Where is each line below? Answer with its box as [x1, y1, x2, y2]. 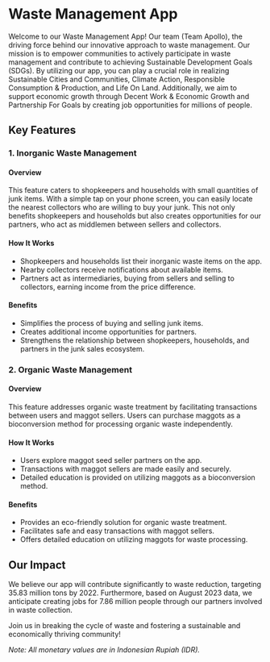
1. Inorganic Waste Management [8, 148, 137, 159]
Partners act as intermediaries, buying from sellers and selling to [19, 273, 235, 283]
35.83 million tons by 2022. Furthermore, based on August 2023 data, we [8, 588, 252, 597]
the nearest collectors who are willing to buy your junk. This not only [8, 202, 235, 212]
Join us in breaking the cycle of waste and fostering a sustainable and [8, 621, 241, 631]
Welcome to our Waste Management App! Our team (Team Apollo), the [8, 31, 243, 41]
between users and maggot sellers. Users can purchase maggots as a [8, 410, 241, 420]
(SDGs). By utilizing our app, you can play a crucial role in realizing [8, 65, 230, 75]
